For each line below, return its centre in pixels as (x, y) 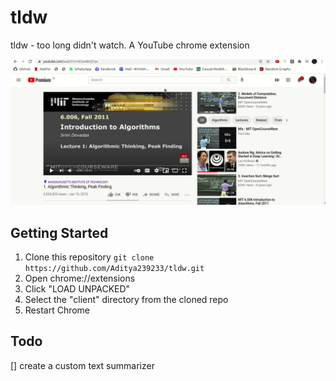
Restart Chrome (57, 310)
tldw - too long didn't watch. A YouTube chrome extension (130, 45)
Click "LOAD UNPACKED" (77, 289)
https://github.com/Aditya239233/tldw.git (114, 269)
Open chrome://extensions (80, 278)
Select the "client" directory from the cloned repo (126, 300)
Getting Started (59, 232)
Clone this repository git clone (89, 257)
